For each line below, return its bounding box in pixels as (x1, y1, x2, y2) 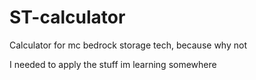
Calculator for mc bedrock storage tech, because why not (9, 39, 247, 51)
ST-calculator (9, 6, 126, 29)
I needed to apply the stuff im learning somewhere (9, 58, 217, 70)
